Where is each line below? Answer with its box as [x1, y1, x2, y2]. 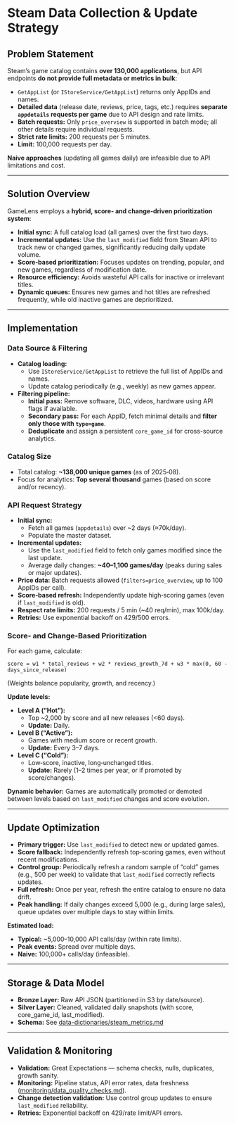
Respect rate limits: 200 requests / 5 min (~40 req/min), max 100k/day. [17, 606, 225, 614]
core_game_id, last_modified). [17, 1011, 105, 1019]
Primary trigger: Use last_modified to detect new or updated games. [17, 840, 219, 849]
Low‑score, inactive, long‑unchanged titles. [27, 759, 153, 767]
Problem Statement [7, 48, 94, 60]
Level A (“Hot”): [17, 706, 65, 715]
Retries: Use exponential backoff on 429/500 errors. [17, 614, 171, 622]
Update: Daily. [27, 721, 70, 730]
